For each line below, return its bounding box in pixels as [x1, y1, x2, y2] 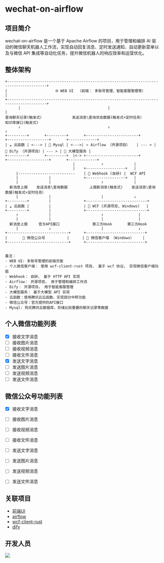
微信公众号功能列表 [5, 392, 63, 401]
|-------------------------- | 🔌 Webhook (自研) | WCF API [16, 171, 146, 176]
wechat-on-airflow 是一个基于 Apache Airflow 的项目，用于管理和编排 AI [5, 38, 151, 43]
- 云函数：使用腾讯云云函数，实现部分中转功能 [5, 295, 86, 300]
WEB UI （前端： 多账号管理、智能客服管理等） [60, 88, 145, 93]
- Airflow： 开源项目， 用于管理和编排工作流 [5, 279, 87, 284]
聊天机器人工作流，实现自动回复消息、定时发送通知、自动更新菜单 [21, 44, 155, 50]
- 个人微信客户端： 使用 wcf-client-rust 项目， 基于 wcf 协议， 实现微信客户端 [5, 263, 155, 269]
